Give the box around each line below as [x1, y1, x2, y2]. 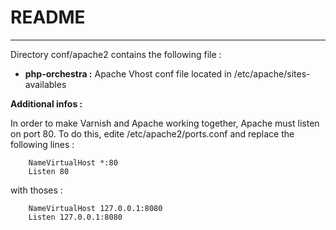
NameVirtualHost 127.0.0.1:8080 [28, 203, 163, 213]
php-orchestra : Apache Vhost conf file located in [24, 67, 232, 80]
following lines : [10, 138, 75, 150]
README [10, 6, 86, 29]
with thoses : [10, 184, 63, 196]
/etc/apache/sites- [233, 67, 311, 80]
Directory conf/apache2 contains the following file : [10, 48, 222, 60]
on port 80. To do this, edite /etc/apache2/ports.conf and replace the [10, 127, 295, 140]
